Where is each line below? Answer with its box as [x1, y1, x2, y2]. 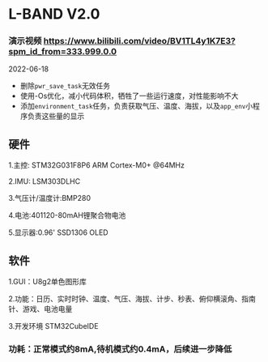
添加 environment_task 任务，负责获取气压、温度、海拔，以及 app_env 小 [19, 101, 253, 111]
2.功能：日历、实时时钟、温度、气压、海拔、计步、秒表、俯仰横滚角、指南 [8, 294, 257, 304]
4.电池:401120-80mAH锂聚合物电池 [8, 211, 126, 220]
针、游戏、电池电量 [8, 305, 73, 314]
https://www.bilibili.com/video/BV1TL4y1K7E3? [43, 36, 236, 47]
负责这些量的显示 [27, 111, 85, 121]
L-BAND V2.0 [8, 5, 100, 23]
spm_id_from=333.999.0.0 [8, 46, 117, 57]
